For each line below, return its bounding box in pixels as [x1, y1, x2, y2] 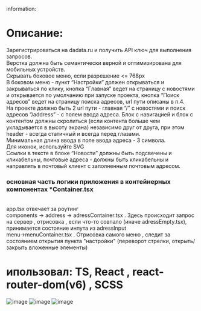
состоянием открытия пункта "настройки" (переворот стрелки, [6, 238, 171, 245]
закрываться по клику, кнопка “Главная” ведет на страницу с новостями [6, 85, 195, 92]
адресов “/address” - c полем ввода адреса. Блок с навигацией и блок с [6, 110, 193, 118]
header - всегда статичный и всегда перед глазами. [6, 130, 141, 137]
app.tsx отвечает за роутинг [6, 206, 78, 213]
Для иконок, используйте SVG [6, 142, 85, 150]
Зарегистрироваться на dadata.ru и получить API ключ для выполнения [6, 46, 192, 53]
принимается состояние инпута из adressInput [6, 224, 127, 232]
